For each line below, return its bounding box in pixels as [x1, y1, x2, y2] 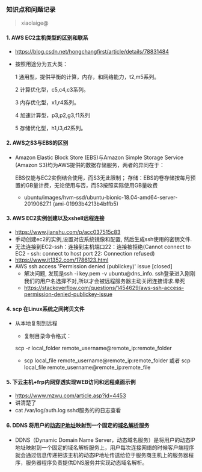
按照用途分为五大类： [14, 60, 68, 68]
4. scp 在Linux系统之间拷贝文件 [6, 305, 85, 312]
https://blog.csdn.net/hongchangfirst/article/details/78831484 [14, 48, 170, 55]
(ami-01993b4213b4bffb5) [53, 200, 119, 207]
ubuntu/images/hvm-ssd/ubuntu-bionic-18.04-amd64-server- [23, 194, 178, 201]
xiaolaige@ [20, 19, 49, 27]
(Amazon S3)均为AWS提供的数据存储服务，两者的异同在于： [14, 161, 165, 168]
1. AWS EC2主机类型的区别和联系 [6, 34, 88, 41]
